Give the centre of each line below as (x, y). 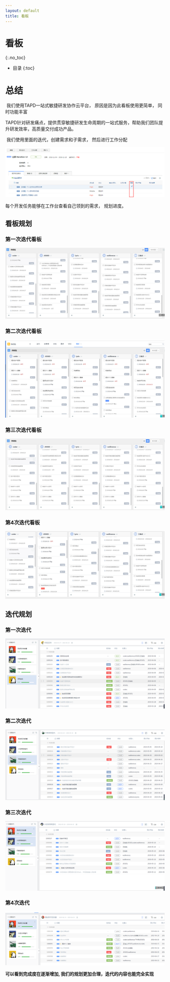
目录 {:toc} (24, 68)
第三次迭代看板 (24, 430)
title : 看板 (17, 16)
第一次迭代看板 (24, 239)
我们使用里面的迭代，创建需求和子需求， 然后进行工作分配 (67, 140)
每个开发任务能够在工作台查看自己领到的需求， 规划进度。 (66, 206)
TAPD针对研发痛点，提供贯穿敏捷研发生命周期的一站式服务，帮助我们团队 (82, 123)
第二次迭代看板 (24, 331)
